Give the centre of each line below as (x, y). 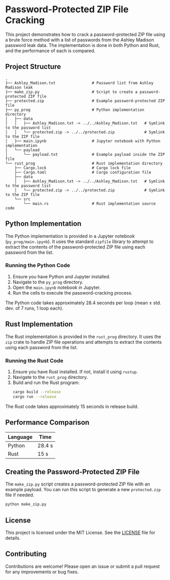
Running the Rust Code (34, 360)
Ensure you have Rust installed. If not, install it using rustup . (75, 372)
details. (13, 538)
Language (20, 437)
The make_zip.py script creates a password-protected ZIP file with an (78, 484)
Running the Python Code (38, 265)
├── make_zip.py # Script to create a (72, 92)
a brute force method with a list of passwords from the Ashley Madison (80, 40)
